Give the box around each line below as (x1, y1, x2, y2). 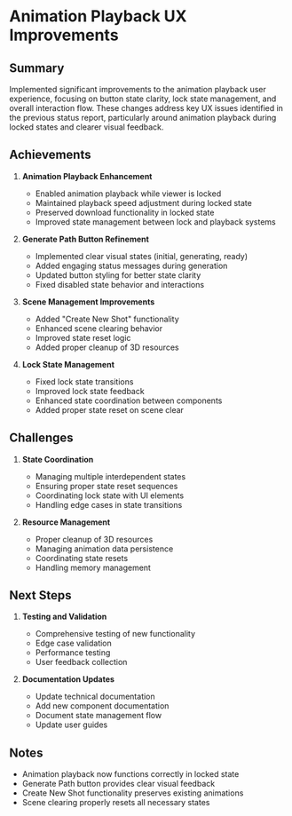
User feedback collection (35, 657, 128, 668)
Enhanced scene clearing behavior (35, 322, 163, 334)
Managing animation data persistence (35, 543, 174, 554)
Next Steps (9, 588, 72, 603)
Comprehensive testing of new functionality (35, 629, 196, 639)
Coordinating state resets (35, 552, 129, 563)
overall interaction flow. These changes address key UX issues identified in (9, 103, 284, 113)
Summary (9, 60, 65, 75)
